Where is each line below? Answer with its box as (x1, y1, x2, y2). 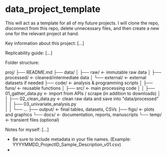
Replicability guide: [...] (5, 50, 52, 56)
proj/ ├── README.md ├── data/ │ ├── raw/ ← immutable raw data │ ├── (5, 69, 162, 75)
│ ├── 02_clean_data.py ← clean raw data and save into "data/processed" (5, 96, 159, 102)
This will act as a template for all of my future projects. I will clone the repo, (5, 20, 160, 26)
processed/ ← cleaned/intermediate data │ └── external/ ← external (5, 74, 147, 80)
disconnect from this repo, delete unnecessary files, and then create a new (5, 25, 160, 31)
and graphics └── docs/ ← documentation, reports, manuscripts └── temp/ (5, 111, 162, 118)
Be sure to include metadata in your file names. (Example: (12, 136, 131, 142)
